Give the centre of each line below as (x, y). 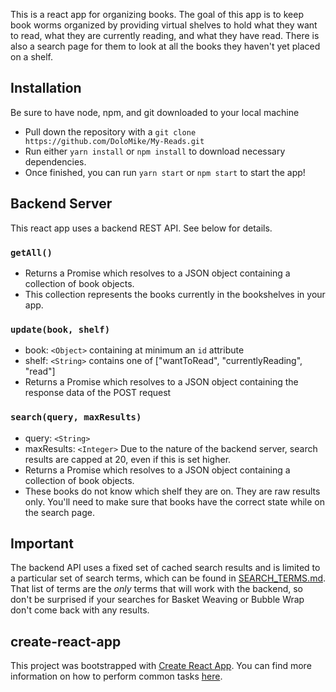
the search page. (59, 512)
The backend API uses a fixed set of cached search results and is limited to (165, 568)
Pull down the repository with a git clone (110, 131)
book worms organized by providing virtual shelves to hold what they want (164, 25)
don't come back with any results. (80, 610)
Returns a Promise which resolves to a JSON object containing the (161, 382)
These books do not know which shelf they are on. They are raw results (172, 491)
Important (42, 543)
